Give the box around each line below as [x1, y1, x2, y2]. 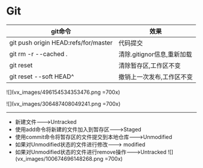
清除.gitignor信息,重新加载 [118, 50, 192, 58]
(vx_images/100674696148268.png [14, 155, 104, 162]
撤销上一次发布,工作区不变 [118, 72, 193, 81]
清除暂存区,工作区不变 [118, 61, 181, 70]
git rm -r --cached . [9, 49, 68, 58]
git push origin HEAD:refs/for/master [9, 38, 113, 46]
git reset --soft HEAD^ [9, 72, 74, 81]
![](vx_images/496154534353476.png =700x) [6, 89, 121, 96]
